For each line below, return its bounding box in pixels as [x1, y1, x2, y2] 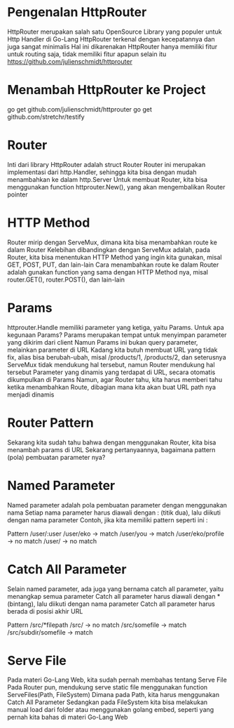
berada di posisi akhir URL [7, 607, 83, 615]
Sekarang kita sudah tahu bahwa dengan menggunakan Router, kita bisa [7, 438, 216, 446]
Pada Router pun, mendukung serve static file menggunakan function [7, 683, 208, 691]
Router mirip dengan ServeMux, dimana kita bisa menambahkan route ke [7, 238, 217, 246]
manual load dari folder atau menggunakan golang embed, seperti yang [7, 706, 214, 714]
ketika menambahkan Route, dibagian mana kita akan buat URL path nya [7, 383, 216, 391]
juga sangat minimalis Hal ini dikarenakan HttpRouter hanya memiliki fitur [7, 42, 218, 51]
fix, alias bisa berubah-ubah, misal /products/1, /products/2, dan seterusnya [7, 352, 226, 362]
